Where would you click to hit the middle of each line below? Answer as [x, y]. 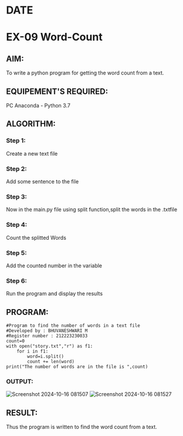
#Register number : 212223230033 [47, 336]
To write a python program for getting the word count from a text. [85, 73]
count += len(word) [51, 361]
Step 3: [17, 196]
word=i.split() [46, 356]
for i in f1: [33, 351]
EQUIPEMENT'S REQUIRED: [57, 91]
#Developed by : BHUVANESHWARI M [47, 331]
